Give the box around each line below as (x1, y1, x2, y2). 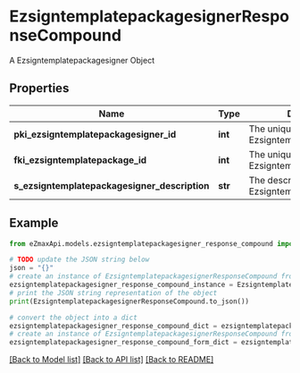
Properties (9, 81, 70, 96)
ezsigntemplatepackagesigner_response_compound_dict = (9, 321, 218, 330)
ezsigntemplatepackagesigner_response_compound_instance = (9, 280, 234, 290)
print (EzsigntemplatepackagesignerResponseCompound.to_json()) (9, 297, 250, 306)
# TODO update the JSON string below (9, 255, 150, 265)
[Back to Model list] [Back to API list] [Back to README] (9, 354, 214, 365)
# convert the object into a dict (9, 313, 138, 322)
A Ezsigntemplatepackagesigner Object (9, 55, 154, 65)
